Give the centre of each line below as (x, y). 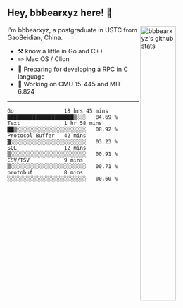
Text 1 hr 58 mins (55, 123)
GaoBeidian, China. (35, 37)
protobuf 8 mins (45, 172)
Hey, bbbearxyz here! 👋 (60, 13)
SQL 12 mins (47, 148)
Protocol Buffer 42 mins (47, 135)
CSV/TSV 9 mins (45, 160)
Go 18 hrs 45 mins (58, 111)
